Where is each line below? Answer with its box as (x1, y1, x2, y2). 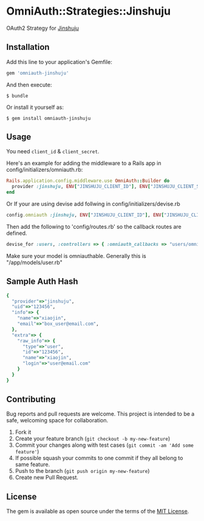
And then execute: (6, 81, 52, 88)
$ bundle (6, 93, 29, 99)
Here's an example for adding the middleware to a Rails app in (6, 159, 162, 167)
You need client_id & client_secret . (6, 148, 100, 155)
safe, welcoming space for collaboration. (6, 417, 108, 424)
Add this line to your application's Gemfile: (6, 58, 112, 65)
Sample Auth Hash (6, 276, 78, 287)
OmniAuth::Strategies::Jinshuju (6, 4, 171, 18)
